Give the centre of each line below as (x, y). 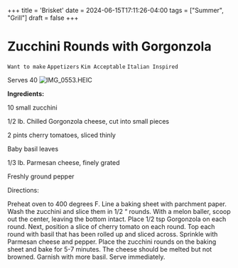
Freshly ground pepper (41, 176)
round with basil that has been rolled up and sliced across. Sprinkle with (113, 234)
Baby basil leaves (33, 149)
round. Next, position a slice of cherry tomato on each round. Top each (111, 226)
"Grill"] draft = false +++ (43, 18)
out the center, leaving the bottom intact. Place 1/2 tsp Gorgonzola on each (117, 219)
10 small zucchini (33, 107)
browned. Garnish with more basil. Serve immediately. (86, 257)
